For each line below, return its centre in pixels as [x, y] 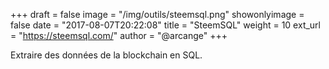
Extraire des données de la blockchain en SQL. [106, 55]
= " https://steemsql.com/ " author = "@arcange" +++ [119, 35]
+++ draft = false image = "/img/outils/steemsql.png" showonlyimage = [157, 14]
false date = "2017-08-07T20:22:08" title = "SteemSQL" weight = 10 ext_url [166, 25]
